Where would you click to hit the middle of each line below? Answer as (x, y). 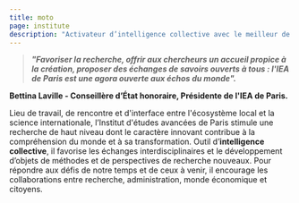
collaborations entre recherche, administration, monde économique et (138, 180)
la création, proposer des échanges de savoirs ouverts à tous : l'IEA (160, 69)
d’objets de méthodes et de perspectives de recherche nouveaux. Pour (140, 161)
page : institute (39, 26)
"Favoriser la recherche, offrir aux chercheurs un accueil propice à (158, 60)
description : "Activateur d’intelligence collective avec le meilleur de (150, 34)
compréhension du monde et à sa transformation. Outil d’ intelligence (137, 142)
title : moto (31, 17)
